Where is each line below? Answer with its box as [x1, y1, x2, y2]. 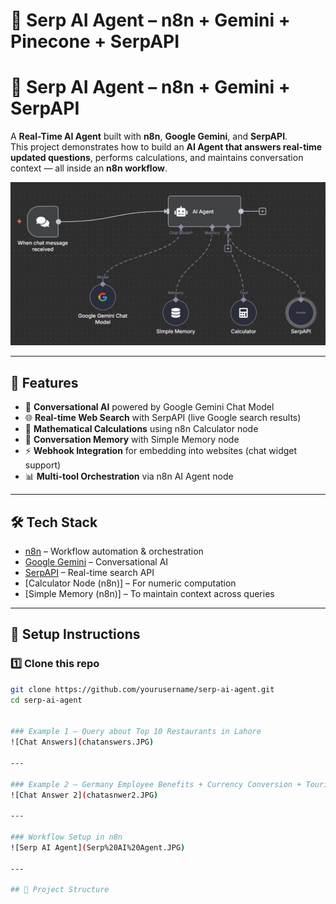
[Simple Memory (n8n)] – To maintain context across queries [24, 588, 275, 600]
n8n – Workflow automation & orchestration [24, 545, 204, 558]
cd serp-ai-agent [10, 695, 83, 705]
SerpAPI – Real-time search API [24, 567, 155, 579]
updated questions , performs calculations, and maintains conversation [10, 152, 304, 164]
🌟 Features [10, 374, 79, 391]
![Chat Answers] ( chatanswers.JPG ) [10, 737, 155, 748]
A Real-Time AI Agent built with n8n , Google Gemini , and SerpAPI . [10, 130, 288, 143]
